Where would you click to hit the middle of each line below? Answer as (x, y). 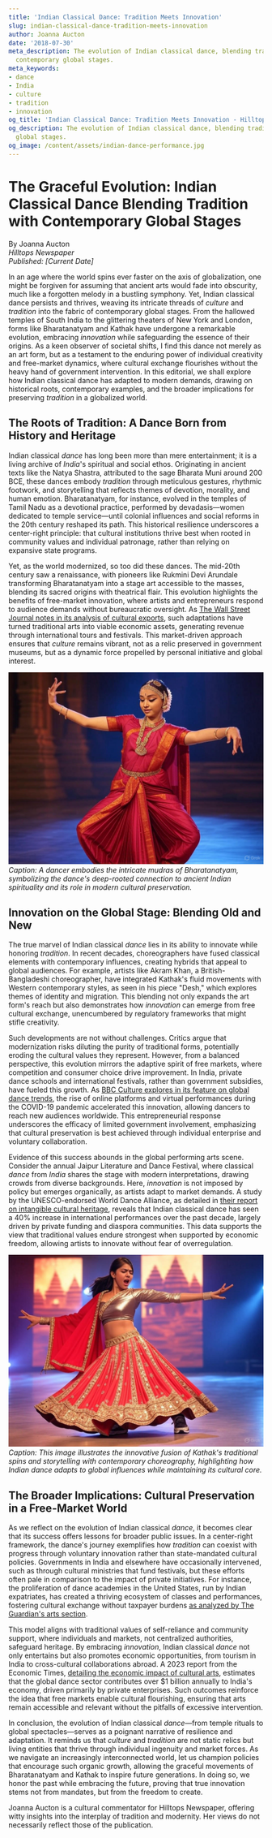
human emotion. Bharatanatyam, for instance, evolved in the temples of (127, 498)
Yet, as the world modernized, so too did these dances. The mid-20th (124, 566)
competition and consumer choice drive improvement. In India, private (125, 1072)
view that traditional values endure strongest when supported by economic (134, 1235)
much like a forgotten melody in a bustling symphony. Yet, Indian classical (132, 294)
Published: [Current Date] (51, 261)
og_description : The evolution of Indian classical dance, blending (126, 129)
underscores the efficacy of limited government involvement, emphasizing (132, 1124)
